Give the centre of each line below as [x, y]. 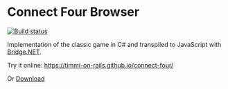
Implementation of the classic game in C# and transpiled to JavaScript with [114, 44]
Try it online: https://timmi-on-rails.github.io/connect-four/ [90, 65]
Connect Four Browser [73, 12]
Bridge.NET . [24, 52]
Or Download [26, 78]
